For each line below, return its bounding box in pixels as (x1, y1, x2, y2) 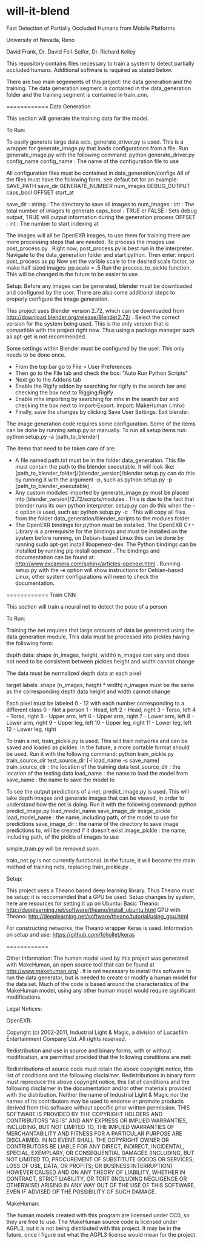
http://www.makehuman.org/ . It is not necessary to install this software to (6, 967, 191, 974)
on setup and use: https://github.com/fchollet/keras (6, 931, 135, 938)
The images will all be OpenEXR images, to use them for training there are (6, 231, 190, 239)
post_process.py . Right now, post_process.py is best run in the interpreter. (6, 245, 193, 252)
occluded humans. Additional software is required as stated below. (6, 66, 173, 74)
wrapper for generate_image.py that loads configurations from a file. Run (6, 144, 189, 152)
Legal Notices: (6, 1005, 42, 1012)
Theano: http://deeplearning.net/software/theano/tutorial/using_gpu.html (6, 912, 189, 920)
